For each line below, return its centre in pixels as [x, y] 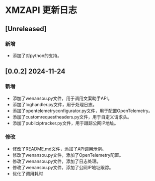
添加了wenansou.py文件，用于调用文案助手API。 [62, 98]
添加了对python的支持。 [37, 56]
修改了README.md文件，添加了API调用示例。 [59, 149]
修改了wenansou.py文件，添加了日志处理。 [56, 161]
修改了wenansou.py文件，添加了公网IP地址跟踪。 [63, 167]
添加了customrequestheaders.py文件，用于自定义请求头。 [72, 117]
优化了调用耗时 [28, 174]
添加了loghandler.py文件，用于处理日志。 [55, 104]
